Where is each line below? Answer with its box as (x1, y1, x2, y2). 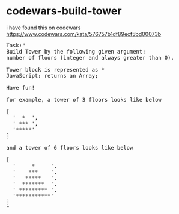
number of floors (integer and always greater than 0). (6, 54, 174, 61)
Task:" (6, 42, 26, 49)
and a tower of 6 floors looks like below (6, 144, 133, 151)
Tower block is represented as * (6, 66, 105, 73)
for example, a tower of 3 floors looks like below (6, 96, 162, 103)
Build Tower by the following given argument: (6, 48, 146, 55)
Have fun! (6, 84, 35, 91)
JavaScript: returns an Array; (6, 72, 99, 79)
